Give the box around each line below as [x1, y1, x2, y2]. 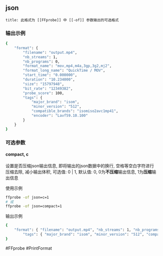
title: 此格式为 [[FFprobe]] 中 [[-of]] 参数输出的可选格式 [5, 17, 119, 22]
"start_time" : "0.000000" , [23, 73, 77, 78]
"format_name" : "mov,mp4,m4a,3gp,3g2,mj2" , [23, 64, 112, 68]
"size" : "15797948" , [23, 81, 64, 86]
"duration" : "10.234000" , [23, 77, 75, 82]
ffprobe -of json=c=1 [5, 195, 49, 200]
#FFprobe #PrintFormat [5, 245, 52, 251]
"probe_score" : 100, [23, 91, 64, 96]
